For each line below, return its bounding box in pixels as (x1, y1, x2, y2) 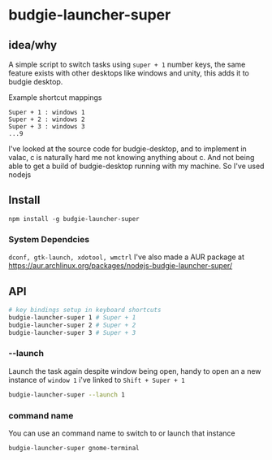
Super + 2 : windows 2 (8, 115, 85, 124)
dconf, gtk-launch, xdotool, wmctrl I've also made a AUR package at (8, 252, 245, 262)
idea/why (8, 38, 58, 52)
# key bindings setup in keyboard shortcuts (8, 306, 162, 314)
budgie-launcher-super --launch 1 (8, 390, 126, 399)
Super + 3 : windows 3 (8, 123, 85, 131)
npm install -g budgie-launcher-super (8, 215, 140, 223)
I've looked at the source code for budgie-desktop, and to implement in (8, 144, 248, 154)
